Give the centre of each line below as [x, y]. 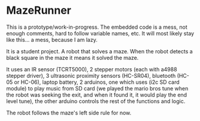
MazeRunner [39, 10]
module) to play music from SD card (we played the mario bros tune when [97, 88]
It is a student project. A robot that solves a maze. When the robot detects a [99, 51]
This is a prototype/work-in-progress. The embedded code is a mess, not [97, 27]
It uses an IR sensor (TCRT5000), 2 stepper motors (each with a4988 [92, 69]
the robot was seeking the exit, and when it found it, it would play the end [97, 95]
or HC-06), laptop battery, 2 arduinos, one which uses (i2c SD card [97, 82]
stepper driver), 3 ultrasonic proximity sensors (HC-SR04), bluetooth [91, 75]
